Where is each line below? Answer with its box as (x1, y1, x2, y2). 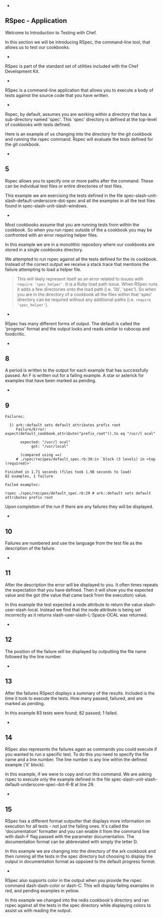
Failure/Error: (16, 427, 47, 432)
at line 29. (74, 782, 95, 787)
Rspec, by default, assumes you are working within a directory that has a (5, 111, 151, 117)
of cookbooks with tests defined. (5, 121, 72, 127)
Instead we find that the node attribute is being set (39, 607, 141, 613)
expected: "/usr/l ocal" (20, 440, 71, 445)
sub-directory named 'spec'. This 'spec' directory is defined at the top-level (5, 116, 157, 122)
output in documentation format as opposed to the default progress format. (5, 859, 156, 864)
